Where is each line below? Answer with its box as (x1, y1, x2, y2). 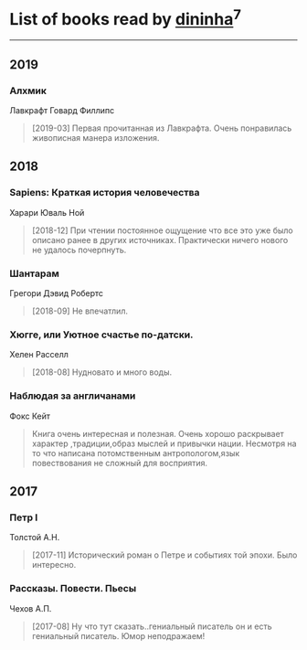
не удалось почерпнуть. (31, 244, 127, 255)
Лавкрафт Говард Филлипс (9, 104, 115, 115)
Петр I (9, 511, 38, 524)
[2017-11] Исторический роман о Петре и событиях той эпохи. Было (31, 549, 298, 560)
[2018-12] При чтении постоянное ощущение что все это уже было (31, 225, 294, 236)
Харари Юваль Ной (9, 207, 85, 218)
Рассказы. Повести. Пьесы (9, 582, 137, 595)
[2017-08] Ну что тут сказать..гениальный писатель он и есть (31, 621, 272, 632)
